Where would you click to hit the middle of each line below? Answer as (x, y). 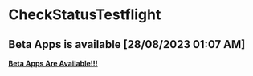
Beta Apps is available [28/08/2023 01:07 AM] (127, 44)
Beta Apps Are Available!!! (53, 63)
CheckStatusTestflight (85, 15)
